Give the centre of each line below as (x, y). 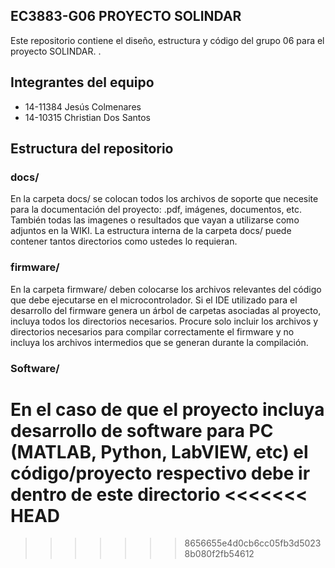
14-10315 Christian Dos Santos (87, 117)
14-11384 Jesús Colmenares (83, 106)
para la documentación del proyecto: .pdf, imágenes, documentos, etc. (156, 210)
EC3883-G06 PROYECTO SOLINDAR (126, 16)
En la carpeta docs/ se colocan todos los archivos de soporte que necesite (164, 199)
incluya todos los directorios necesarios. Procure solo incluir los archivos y (164, 321)
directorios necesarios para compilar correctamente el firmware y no (152, 331)
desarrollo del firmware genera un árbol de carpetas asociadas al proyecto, (166, 310)
